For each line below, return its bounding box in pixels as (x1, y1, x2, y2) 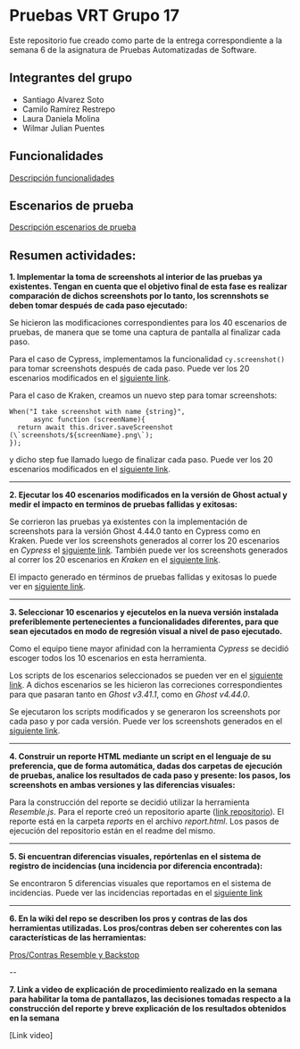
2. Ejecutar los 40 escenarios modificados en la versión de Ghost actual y (9, 489, 287, 501)
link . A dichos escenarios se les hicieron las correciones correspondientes (9, 680, 283, 690)
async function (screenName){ (32, 415, 146, 425)
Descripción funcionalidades (9, 172, 115, 183)
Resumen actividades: (9, 248, 137, 263)
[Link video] (9, 1030, 54, 1041)
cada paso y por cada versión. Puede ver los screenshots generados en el (9, 716, 283, 727)
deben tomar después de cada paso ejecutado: (9, 300, 187, 311)
